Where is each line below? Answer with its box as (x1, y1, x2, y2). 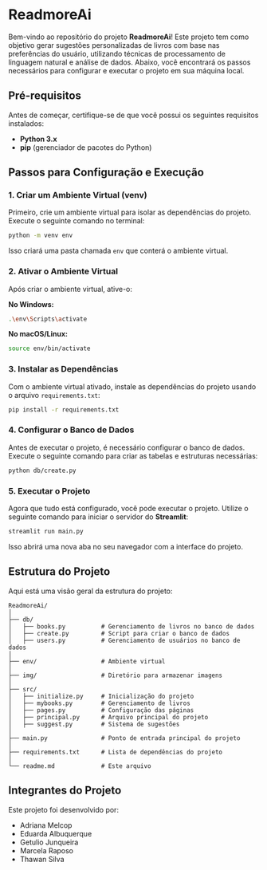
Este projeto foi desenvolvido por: (8, 805, 120, 814)
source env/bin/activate (8, 344, 91, 352)
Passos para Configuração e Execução (8, 166, 205, 179)
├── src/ (8, 685, 37, 693)
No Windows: (8, 299, 54, 309)
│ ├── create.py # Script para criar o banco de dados (8, 629, 230, 637)
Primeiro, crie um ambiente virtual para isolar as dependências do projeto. (8, 207, 252, 217)
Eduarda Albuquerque (19, 829, 92, 838)
